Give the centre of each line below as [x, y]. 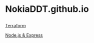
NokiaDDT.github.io [47, 9]
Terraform [15, 26]
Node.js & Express [24, 35]
